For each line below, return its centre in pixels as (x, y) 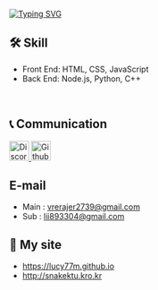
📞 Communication (58, 124)
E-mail (28, 186)
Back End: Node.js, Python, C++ (81, 78)
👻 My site (36, 245)
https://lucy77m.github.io (68, 266)
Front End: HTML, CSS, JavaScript (85, 69)
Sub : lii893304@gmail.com (73, 217)
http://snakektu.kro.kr (62, 276)
